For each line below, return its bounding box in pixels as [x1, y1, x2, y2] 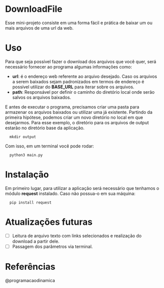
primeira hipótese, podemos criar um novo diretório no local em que [5, 114, 143, 120]
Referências [5, 261, 56, 272]
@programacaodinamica [5, 277, 55, 283]
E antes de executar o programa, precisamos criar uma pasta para [5, 104, 139, 109]
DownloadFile [5, 3, 63, 15]
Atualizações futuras [5, 216, 93, 227]
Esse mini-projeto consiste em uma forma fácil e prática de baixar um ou [5, 20, 153, 26]
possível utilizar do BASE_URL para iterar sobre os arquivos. [12, 84, 134, 90]
